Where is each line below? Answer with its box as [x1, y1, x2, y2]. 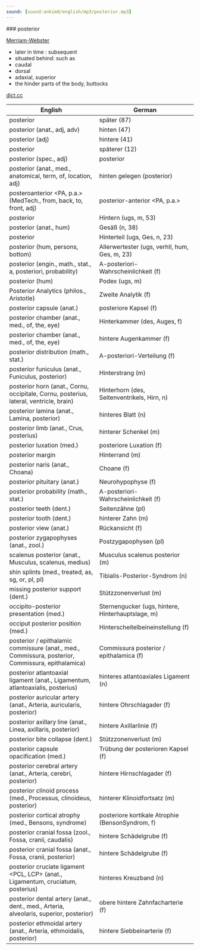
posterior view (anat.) [9, 523, 70, 532]
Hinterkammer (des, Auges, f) [99, 317, 183, 325]
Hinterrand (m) [99, 451, 141, 459]
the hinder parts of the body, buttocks [14, 80, 108, 87]
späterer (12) [99, 144, 137, 153]
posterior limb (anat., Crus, [9, 424, 84, 432]
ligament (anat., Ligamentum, [9, 676, 91, 684]
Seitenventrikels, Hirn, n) [99, 393, 168, 402]
